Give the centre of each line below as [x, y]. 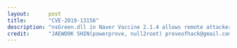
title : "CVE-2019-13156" [53, 20]
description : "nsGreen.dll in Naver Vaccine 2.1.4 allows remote [105, 27]
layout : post [34, 14]
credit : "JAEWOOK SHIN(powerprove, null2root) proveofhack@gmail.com [120, 34]
